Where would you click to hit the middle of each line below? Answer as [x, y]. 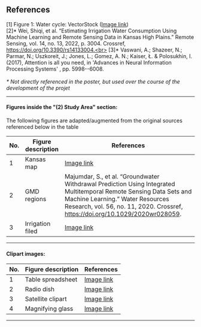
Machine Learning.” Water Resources [117, 199]
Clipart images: [26, 253]
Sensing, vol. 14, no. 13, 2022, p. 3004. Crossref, [66, 43]
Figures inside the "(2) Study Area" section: [62, 107]
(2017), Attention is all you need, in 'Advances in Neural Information [89, 62]
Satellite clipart [46, 299]
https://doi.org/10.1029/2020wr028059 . [123, 214]
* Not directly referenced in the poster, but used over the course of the [93, 81]
